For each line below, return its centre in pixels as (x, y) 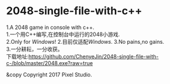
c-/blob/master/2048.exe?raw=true (50, 63)
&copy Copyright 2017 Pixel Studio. (49, 75)
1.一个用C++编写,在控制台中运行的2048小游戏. (63, 34)
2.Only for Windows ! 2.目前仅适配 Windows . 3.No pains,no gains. (85, 41)
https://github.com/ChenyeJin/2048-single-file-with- (94, 56)
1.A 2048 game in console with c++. (50, 27)
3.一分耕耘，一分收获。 (35, 49)
